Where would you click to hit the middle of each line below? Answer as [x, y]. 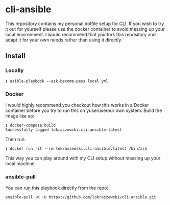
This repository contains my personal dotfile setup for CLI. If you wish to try [85, 24]
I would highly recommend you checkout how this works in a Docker [77, 105]
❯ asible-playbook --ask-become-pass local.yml [57, 81]
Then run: [16, 139]
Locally [15, 71]
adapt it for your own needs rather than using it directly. [64, 40]
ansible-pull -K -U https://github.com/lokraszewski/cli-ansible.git [81, 197]
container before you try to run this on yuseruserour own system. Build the [84, 110]
